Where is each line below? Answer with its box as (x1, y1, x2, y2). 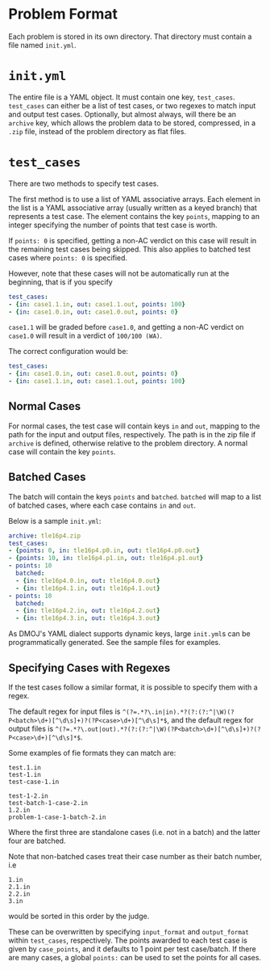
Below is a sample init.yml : (8, 516, 102, 525)
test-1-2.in (8, 792, 48, 800)
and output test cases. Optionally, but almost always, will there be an (8, 109, 236, 119)
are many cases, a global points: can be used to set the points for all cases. (8, 953, 262, 962)
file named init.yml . (8, 40, 77, 49)
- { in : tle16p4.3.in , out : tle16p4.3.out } (15, 614, 160, 622)
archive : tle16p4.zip (8, 531, 81, 540)
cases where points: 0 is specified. (8, 252, 127, 263)
